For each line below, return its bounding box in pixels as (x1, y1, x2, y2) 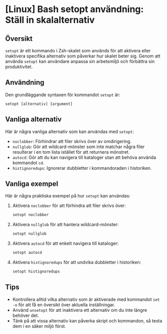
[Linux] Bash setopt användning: (5, 4, 144, 15)
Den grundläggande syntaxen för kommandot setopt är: (5, 92, 120, 98)
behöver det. (12, 312, 39, 318)
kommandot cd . (12, 160, 45, 166)
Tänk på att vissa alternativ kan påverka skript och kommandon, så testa (12, 317, 162, 323)
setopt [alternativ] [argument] (5, 101, 73, 106)
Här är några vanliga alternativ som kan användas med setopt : (5, 128, 134, 135)
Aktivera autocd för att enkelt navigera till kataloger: (12, 240, 119, 246)
